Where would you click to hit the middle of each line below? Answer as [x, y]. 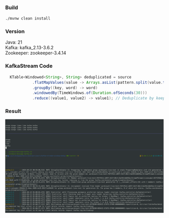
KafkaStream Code [29, 66]
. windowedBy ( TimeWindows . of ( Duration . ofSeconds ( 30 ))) [90, 93]
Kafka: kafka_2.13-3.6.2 [29, 48]
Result [13, 111]
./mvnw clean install [28, 19]
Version [15, 32]
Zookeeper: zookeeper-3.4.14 [36, 53]
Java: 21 [14, 42]
